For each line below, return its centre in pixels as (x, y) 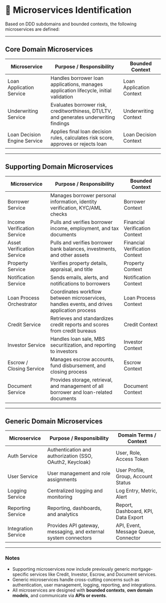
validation (62, 96)
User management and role (79, 473)
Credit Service (24, 324)
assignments (62, 480)
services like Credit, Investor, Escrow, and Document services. (93, 574)
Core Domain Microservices (49, 49)
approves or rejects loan (79, 144)
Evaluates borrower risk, (79, 105)
